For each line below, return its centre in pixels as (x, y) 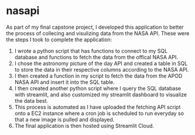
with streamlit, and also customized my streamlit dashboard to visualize (101, 95)
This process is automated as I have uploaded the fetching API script (97, 107)
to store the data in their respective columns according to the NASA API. (102, 69)
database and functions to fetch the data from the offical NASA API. (96, 57)
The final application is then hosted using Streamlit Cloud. (84, 126)
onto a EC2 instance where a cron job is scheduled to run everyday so (99, 113)
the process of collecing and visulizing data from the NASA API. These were (98, 33)
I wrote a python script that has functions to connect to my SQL (91, 50)
